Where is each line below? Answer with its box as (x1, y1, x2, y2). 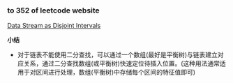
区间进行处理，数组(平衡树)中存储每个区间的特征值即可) (36, 68, 196, 77)
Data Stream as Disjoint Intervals (7, 22, 101, 30)
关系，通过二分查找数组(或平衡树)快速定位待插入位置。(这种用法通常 (23, 59, 220, 68)
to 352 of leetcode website (7, 6, 100, 15)
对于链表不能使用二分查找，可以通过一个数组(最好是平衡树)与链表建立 (17, 51, 218, 59)
